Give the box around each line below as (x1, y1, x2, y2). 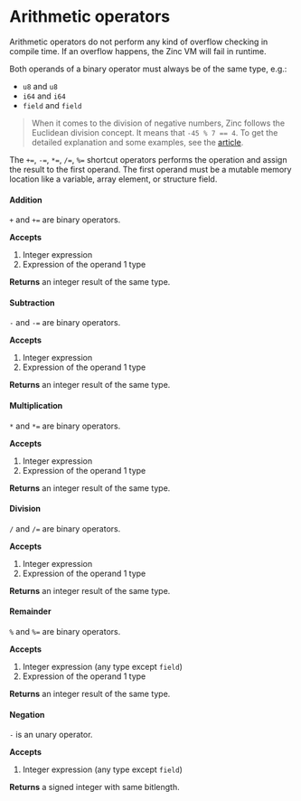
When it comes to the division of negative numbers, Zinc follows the (31, 118, 286, 128)
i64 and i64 (22, 90, 66, 101)
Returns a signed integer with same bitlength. (9, 782, 180, 793)
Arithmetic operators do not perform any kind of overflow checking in (9, 36, 268, 47)
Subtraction (9, 297, 55, 308)
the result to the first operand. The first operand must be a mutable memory (9, 164, 292, 174)
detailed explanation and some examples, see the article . (31, 137, 244, 147)
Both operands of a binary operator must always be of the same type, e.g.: (9, 63, 287, 74)
